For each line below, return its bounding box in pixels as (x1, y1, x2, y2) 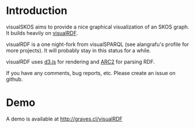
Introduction (6, 4, 68, 17)
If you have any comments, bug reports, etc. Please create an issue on (6, 69, 176, 76)
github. (6, 76, 23, 83)
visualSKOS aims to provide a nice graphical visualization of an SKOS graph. (6, 23, 190, 30)
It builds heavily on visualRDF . (6, 29, 78, 36)
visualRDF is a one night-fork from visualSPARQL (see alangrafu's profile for (6, 41, 189, 48)
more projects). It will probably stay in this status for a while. (6, 47, 151, 54)
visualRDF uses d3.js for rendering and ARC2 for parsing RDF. (6, 58, 155, 65)
